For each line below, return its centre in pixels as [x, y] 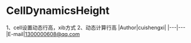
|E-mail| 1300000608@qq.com [43, 34]
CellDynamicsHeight [58, 11]
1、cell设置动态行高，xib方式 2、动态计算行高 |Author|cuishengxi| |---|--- [96, 27]
